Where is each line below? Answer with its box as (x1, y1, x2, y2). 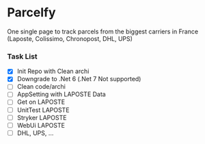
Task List (7, 51, 38, 61)
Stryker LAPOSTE (16, 113, 67, 121)
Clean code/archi (16, 83, 66, 91)
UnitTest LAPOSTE (16, 106, 70, 114)
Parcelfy (7, 5, 56, 20)
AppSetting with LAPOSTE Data (16, 90, 106, 98)
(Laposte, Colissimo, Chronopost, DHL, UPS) (7, 34, 133, 42)
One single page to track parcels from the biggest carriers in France (7, 27, 199, 35)
